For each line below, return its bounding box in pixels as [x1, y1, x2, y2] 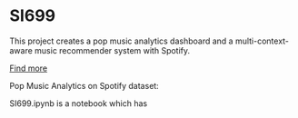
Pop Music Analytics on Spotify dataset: [9, 80, 159, 91]
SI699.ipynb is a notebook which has [9, 97, 148, 109]
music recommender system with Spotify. [35, 44, 191, 55]
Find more [9, 63, 48, 74]
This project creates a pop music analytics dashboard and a [9, 35, 233, 46]
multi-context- [234, 35, 289, 46]
